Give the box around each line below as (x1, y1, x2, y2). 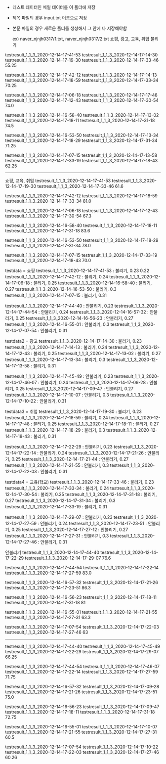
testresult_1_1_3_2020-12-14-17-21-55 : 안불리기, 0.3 (5, 462, 109, 468)
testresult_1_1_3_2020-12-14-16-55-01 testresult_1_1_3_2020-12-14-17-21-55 (5, 609, 158, 615)
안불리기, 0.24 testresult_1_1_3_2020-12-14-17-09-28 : (40, 380, 149, 385)
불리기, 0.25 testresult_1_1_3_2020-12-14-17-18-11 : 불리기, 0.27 (33, 421, 159, 427)
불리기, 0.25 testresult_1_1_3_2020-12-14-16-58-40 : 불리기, (33, 280, 152, 286)
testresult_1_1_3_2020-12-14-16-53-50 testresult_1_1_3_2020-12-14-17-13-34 (5, 133, 159, 138)
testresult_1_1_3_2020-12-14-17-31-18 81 (5, 600, 85, 605)
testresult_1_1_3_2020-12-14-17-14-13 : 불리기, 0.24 (5, 344, 108, 350)
